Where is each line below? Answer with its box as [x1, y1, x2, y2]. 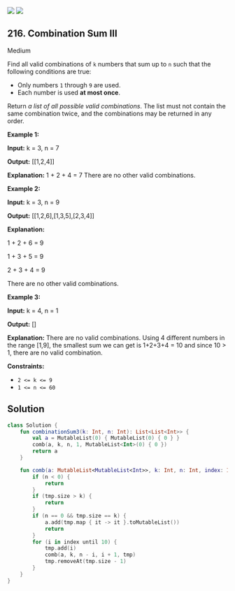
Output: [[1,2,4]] [7, 157, 55, 166]
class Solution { [7, 422, 58, 429]
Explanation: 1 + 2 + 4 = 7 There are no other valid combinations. [7, 171, 196, 179]
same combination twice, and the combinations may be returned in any [7, 109, 212, 118]
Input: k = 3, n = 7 [7, 143, 59, 152]
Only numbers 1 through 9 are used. [17, 80, 121, 89]
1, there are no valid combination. [7, 348, 103, 357]
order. [7, 116, 24, 125]
